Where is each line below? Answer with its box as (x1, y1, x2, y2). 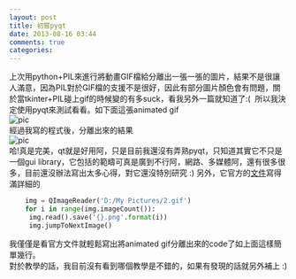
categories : (9, 46, 53, 55)
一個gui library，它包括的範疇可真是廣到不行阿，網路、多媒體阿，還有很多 (9, 157, 278, 167)
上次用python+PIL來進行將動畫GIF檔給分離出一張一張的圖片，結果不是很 (9, 72, 273, 82)
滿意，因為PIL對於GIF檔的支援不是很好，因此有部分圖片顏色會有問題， (16, 82, 274, 93)
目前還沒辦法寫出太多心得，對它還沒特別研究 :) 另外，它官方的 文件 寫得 (24, 167, 283, 178)
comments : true (9, 37, 65, 47)
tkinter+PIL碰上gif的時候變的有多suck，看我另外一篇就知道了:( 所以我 (24, 94, 278, 105)
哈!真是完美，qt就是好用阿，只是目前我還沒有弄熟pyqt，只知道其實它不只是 (9, 145, 283, 156)
